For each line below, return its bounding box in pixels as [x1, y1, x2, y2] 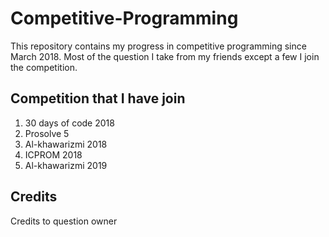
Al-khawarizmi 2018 [24, 138, 108, 150]
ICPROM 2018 [24, 148, 83, 161]
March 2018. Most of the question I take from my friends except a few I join [10, 50, 320, 62]
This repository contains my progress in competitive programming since [10, 40, 307, 52]
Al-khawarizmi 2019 [24, 159, 108, 171]
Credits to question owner [10, 215, 118, 227]
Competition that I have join [10, 90, 186, 107]
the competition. [10, 61, 78, 73]
